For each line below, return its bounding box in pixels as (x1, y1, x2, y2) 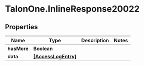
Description (81, 37, 109, 44)
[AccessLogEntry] (33, 53, 77, 60)
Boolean (33, 45, 53, 52)
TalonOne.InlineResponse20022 (5, 3, 140, 15)
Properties (5, 23, 38, 31)
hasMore (7, 45, 29, 52)
